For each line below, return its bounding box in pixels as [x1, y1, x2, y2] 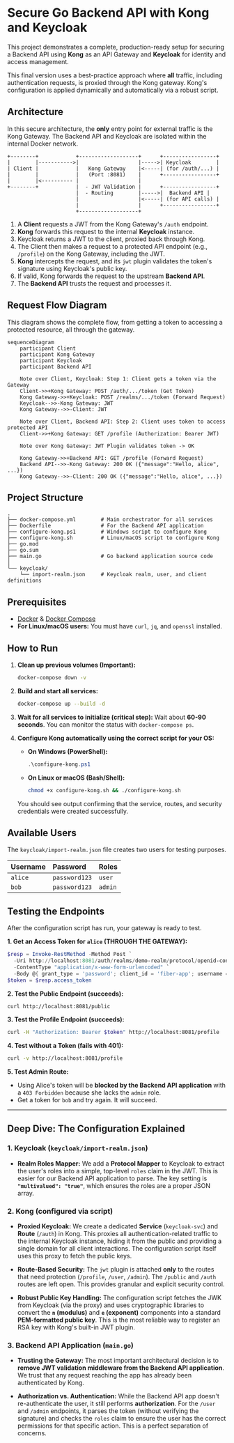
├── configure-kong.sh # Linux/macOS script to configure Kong [7, 534, 219, 541]
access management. [7, 57, 70, 65]
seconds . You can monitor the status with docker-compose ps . [17, 720, 194, 729]
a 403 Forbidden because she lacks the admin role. [17, 1088, 162, 1097]
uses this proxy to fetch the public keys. [17, 1252, 132, 1260]
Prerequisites [7, 596, 67, 608]
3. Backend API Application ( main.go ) [7, 1341, 134, 1350]
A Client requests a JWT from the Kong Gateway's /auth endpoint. [17, 219, 209, 228]
